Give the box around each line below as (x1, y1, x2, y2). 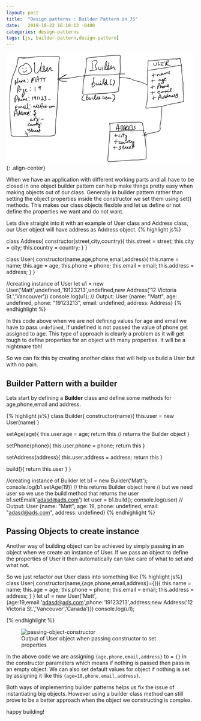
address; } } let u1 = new (6, 592, 67, 600)
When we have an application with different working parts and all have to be (6, 176, 194, 183)
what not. (6, 561, 30, 568)
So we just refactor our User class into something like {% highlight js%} (6, 573, 183, 580)
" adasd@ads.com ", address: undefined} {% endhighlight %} (6, 509, 155, 516)
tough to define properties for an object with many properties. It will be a (6, 337, 186, 344)
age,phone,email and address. (6, 400, 82, 408)
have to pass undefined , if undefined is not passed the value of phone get (6, 324, 188, 331)
